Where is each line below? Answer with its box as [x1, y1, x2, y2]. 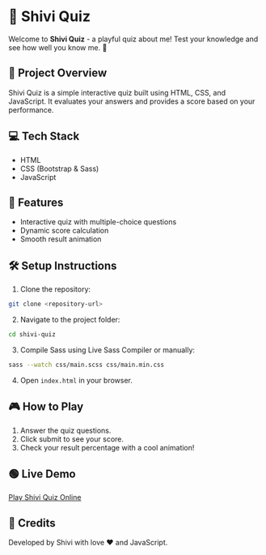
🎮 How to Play [8, 400, 84, 414]
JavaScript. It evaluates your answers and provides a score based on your [8, 96, 255, 106]
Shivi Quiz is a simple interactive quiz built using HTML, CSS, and [8, 88, 226, 97]
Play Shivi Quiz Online [8, 493, 82, 502]
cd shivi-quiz [8, 331, 57, 339]
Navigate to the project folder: [19, 315, 120, 325]
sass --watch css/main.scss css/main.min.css [8, 361, 164, 369]
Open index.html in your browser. [19, 375, 133, 385]
